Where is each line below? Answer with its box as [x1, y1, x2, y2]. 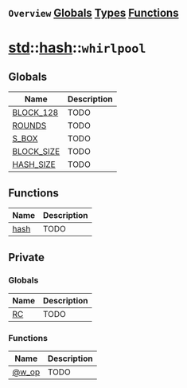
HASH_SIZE [12, 159, 56, 170]
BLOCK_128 [12, 107, 59, 118]
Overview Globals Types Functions [8, 6, 179, 20]
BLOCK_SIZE [12, 146, 60, 157]
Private [8, 251, 45, 264]
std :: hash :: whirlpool [8, 38, 146, 57]
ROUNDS [12, 120, 47, 131]
